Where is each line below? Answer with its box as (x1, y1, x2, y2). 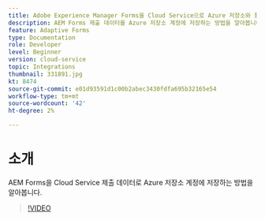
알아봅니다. (8, 187, 43, 197)
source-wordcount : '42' (8, 99, 87, 107)
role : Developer (8, 41, 62, 49)
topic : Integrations (8, 63, 77, 71)
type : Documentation (8, 33, 77, 42)
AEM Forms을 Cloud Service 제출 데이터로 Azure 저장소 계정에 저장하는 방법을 (8, 177, 254, 187)
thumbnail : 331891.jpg (8, 70, 83, 78)
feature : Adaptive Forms (8, 26, 90, 34)
